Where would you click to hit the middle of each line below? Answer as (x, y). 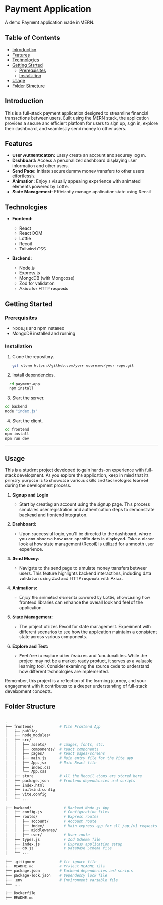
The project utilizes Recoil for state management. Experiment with (85, 626)
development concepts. (29, 691)
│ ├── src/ (18, 740)
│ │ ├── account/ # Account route (51, 821)
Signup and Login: (31, 495)
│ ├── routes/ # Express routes (52, 817)
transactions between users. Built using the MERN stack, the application (77, 118)
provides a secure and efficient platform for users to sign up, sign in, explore (81, 123)
